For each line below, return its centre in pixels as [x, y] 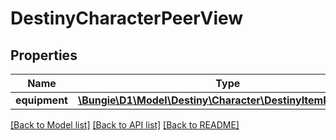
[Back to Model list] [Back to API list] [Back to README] [125, 125]
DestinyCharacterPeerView [127, 18]
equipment [41, 100]
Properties [44, 55]
